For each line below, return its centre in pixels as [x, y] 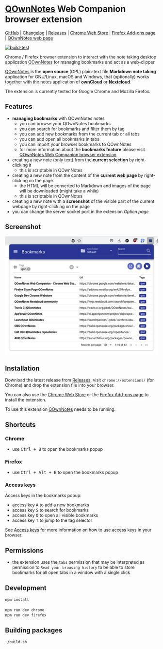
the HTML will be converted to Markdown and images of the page [85, 186]
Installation [22, 368]
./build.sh [16, 642]
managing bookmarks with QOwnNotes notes [58, 118]
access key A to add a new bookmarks [50, 505]
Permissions [24, 550]
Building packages [34, 630]
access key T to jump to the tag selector [52, 520]
